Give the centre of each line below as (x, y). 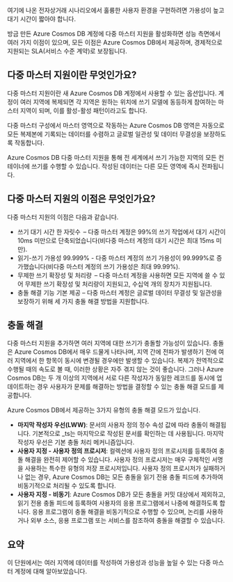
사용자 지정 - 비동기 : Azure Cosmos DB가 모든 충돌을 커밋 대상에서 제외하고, (121, 494)
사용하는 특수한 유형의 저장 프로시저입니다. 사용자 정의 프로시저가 (113, 469)
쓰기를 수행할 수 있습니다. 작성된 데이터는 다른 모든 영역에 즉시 (115, 166)
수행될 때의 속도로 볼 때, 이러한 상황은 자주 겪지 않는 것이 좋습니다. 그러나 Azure (115, 369)
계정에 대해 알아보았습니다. (51, 572)
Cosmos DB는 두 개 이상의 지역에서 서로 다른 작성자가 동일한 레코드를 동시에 (111, 378)
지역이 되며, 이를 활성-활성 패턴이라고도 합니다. (83, 111)
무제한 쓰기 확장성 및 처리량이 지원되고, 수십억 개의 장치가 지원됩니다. (118, 284)
